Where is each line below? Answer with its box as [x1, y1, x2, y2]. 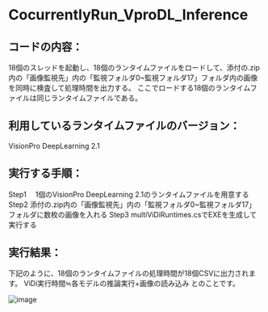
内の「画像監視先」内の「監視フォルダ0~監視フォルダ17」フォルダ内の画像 [8, 73, 258, 82]
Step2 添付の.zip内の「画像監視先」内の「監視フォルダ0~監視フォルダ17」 [8, 200, 257, 209]
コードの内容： [8, 40, 83, 53]
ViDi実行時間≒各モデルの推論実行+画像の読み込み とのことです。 [23, 279, 241, 289]
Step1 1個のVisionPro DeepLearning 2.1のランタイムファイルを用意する [8, 189, 249, 199]
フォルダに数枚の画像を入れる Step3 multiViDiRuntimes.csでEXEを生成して [8, 209, 258, 219]
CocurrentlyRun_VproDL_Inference [8, 6, 249, 24]
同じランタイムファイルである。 [36, 93, 143, 103]
